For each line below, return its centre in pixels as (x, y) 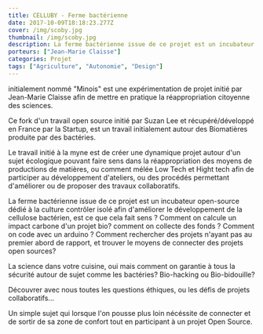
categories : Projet (40, 60)
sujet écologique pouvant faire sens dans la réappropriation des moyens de (130, 161)
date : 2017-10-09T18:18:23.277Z (61, 23)
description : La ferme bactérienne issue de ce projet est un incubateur (131, 45)
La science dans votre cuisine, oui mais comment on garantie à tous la (122, 266)
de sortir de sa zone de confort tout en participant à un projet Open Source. (130, 321)
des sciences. (31, 105)
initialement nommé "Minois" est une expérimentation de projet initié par (125, 89)
